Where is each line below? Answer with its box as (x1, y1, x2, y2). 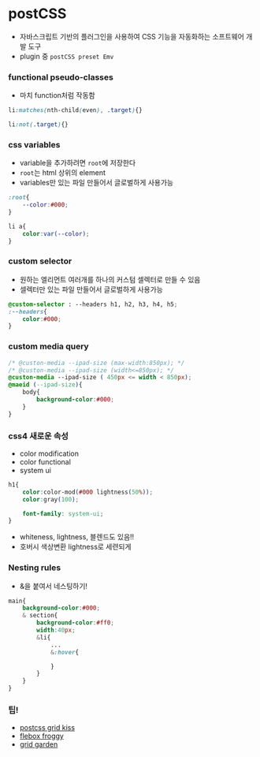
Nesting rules (8, 562, 61, 573)
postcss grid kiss (19, 723, 76, 733)
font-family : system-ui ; (22, 509, 104, 517)
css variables (8, 139, 61, 150)
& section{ (22, 612, 58, 620)
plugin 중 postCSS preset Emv (19, 51, 114, 61)
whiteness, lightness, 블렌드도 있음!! (19, 532, 135, 542)
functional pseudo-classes (8, 72, 114, 83)
